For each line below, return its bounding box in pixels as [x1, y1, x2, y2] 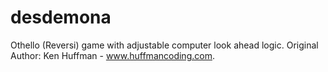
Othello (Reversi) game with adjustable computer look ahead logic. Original [10, 39, 319, 51]
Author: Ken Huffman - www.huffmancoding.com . [10, 49, 215, 61]
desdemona [10, 6, 112, 29]
